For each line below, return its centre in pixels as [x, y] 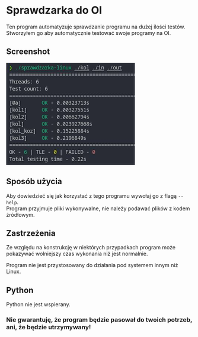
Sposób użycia [34, 182]
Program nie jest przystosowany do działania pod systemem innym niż [92, 265]
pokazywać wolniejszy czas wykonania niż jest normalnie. [77, 254]
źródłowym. [20, 214]
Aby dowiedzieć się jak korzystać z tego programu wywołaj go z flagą [91, 195]
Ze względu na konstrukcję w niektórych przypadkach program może [91, 248]
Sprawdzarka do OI [54, 10]
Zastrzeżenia [31, 233]
